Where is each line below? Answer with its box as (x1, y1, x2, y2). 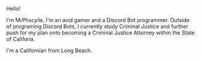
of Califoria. (6, 36, 35, 42)
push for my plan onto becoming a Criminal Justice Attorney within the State (6, 29, 195, 36)
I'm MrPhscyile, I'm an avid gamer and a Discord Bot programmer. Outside (6, 17, 190, 23)
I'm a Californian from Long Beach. (6, 47, 92, 54)
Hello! (6, 5, 21, 12)
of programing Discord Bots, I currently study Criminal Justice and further (6, 23, 189, 30)
